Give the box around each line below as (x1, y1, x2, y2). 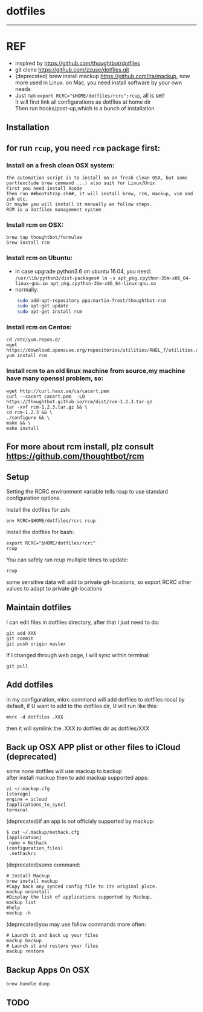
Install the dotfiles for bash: (6, 528, 74, 535)
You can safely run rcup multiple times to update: (6, 556, 129, 563)
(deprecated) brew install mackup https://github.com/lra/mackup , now (14, 72, 190, 79)
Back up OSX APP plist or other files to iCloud (6, 742, 181, 752)
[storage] (6, 791, 31, 797)
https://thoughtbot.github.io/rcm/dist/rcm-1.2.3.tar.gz (6, 398, 153, 404)
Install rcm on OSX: (6, 220, 64, 229)
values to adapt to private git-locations (6, 585, 103, 592)
